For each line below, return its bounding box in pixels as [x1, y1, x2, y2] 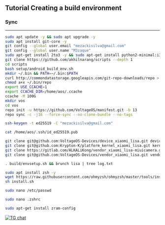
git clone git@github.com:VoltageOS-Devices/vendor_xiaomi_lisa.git [5, 152, 148, 157]
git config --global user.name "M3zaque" [5, 48, 91, 53]
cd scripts [5, 61, 27, 67]
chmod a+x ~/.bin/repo [5, 80, 52, 85]
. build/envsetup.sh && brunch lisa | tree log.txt [5, 161, 113, 166]
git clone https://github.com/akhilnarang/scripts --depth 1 [5, 57, 133, 62]
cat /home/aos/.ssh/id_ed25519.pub [5, 130, 78, 135]
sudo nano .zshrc [5, 197, 41, 202]
